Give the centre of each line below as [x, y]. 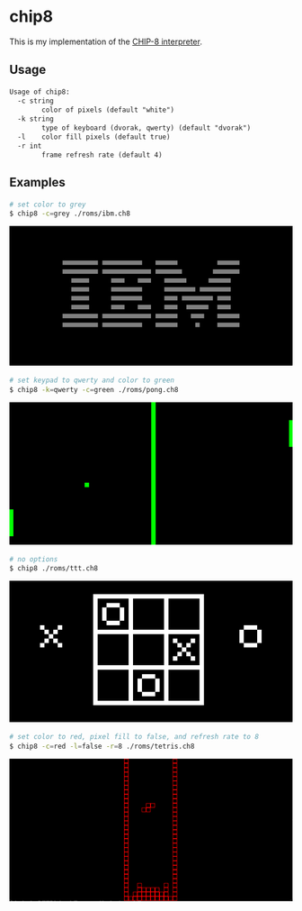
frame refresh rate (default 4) [102, 155]
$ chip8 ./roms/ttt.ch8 [54, 569]
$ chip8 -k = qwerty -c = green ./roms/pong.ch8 [94, 390]
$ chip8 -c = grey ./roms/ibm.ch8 [70, 214]
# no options [34, 559]
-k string [36, 119]
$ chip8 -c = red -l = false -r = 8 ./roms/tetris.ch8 [102, 746]
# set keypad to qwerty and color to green [92, 380]
